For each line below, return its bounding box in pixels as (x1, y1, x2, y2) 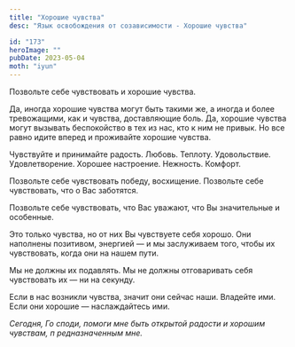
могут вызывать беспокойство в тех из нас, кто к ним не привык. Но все (9, 122, 285, 133)
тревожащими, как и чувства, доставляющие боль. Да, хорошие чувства (9, 113, 287, 123)
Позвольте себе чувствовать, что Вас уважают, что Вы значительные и (9, 202, 281, 213)
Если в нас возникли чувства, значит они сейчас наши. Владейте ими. (9, 292, 276, 302)
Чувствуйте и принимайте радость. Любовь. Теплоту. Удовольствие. (9, 149, 272, 160)
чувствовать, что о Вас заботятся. (9, 185, 139, 195)
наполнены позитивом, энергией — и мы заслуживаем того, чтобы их (9, 239, 276, 248)
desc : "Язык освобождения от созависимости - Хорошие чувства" (9, 21, 248, 30)
